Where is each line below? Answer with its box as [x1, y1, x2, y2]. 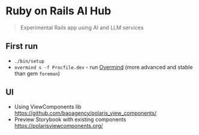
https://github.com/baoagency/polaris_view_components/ [14, 109, 157, 116]
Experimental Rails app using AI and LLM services [20, 24, 144, 31]
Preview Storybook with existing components [14, 115, 126, 123]
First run [5, 41, 38, 51]
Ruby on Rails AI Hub [5, 4, 111, 18]
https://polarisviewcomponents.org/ [14, 122, 103, 129]
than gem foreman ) [14, 70, 61, 77]
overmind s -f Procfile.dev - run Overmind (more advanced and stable [14, 63, 193, 70]
